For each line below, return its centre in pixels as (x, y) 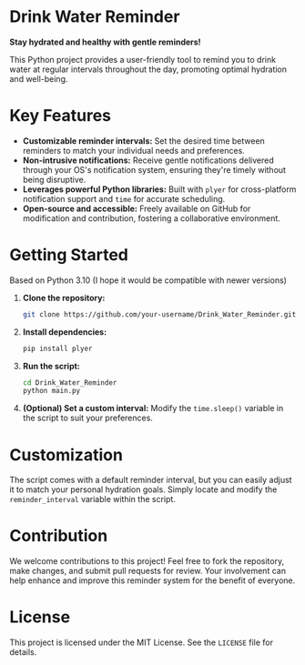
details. (23, 652)
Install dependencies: (65, 332)
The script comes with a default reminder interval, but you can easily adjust (151, 480)
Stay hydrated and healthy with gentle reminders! (106, 42)
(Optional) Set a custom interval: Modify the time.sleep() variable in (153, 408)
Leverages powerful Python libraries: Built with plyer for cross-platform (159, 189)
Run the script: (51, 366)
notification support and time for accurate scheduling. (124, 198)
